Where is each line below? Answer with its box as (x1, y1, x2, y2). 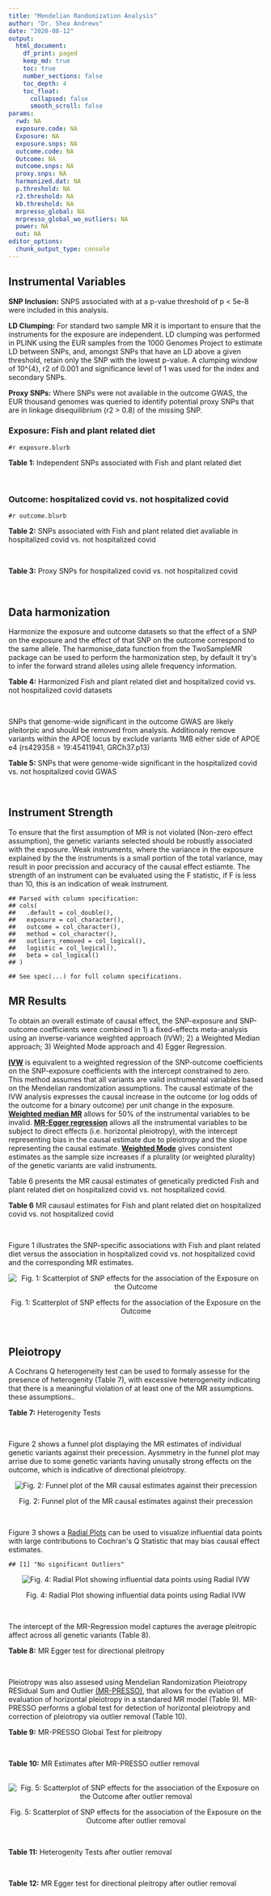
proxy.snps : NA (15, 170, 67, 178)
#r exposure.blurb (8, 443, 70, 451)
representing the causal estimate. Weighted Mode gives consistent (8, 1143, 233, 1153)
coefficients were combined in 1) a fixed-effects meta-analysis (39, 1024, 248, 1034)
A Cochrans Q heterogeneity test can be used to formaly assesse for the (8, 1366, 251, 1376)
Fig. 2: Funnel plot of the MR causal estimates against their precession (19, 1496, 253, 1506)
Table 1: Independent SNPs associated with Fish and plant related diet (8, 458, 242, 468)
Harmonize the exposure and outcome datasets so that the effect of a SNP (8, 626, 257, 636)
